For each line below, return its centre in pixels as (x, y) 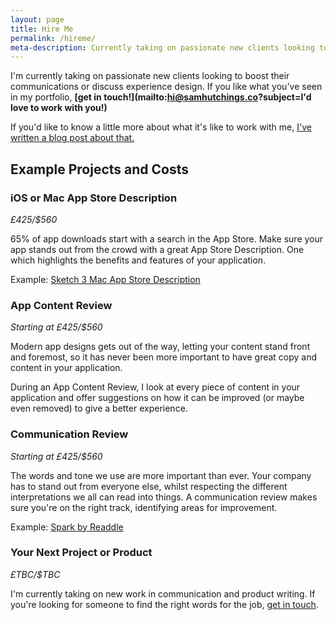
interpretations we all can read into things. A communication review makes (164, 497)
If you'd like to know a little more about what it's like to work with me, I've (161, 127)
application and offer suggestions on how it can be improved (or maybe (157, 398)
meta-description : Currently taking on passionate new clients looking (162, 47)
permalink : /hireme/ (53, 38)
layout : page (37, 19)
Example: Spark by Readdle (67, 527)
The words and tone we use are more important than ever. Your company (161, 475)
